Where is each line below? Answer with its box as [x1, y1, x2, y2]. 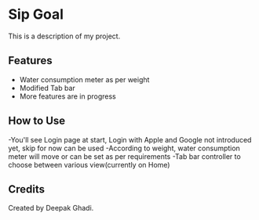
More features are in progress [19, 92, 116, 101]
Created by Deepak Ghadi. [8, 204, 94, 213]
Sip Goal [8, 5, 64, 23]
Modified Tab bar [19, 83, 76, 92]
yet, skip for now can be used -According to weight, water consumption [8, 143, 241, 153]
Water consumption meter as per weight [19, 74, 150, 84]
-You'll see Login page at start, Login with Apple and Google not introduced [8, 135, 252, 144]
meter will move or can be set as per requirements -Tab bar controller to [8, 151, 241, 161]
